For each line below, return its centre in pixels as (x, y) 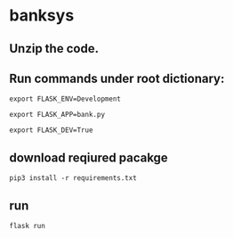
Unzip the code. (54, 49)
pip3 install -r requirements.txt (73, 178)
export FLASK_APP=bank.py (57, 115)
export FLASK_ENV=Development (65, 99)
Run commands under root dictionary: (117, 78)
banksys (42, 16)
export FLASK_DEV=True (51, 130)
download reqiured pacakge (89, 157)
